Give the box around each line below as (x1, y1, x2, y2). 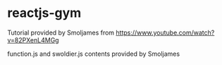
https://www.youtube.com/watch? (116, 28, 215, 37)
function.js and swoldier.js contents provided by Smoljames (7, 49, 180, 58)
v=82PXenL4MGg (7, 35, 59, 44)
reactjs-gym (7, 5, 82, 21)
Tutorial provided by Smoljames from (7, 28, 115, 37)
